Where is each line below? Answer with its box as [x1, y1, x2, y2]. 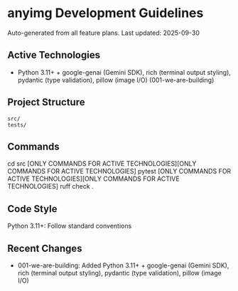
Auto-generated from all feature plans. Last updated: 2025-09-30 [7, 28, 200, 37]
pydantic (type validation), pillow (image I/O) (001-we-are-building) [17, 75, 215, 84]
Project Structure [7, 96, 85, 108]
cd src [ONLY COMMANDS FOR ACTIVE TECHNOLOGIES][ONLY [7, 159, 197, 168]
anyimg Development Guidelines [7, 5, 204, 21]
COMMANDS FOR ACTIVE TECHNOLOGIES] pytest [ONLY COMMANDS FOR [7, 167, 232, 176]
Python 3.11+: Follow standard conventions [7, 222, 132, 231]
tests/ [7, 121, 27, 129]
